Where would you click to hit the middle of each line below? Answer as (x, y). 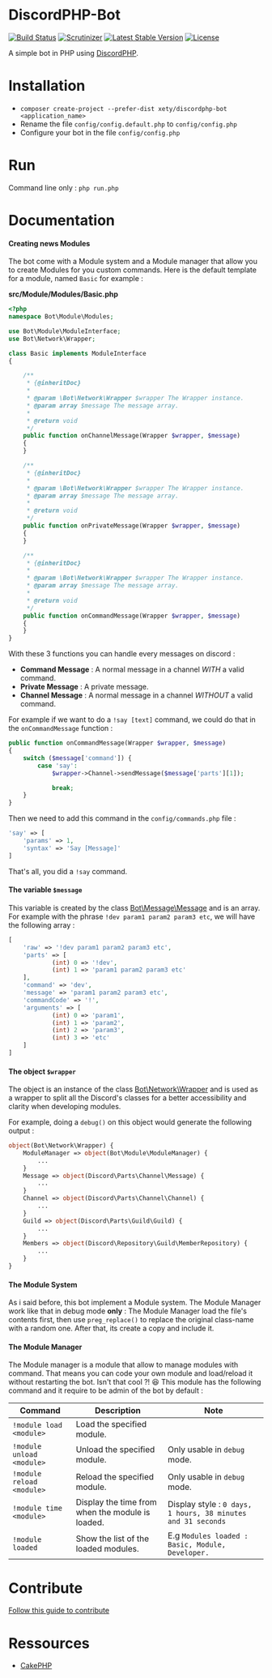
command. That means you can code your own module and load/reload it (131, 1373)
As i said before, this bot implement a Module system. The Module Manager (135, 1303)
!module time (38, 1508)
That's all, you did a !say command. (68, 871)
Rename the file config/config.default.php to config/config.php (128, 124)
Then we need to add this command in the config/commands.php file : (122, 818)
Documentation (62, 220)
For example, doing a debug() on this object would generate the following (130, 1122)
